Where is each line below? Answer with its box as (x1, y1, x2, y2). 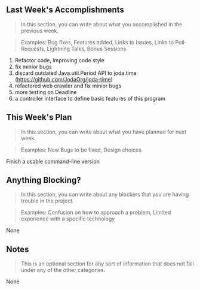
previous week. (20, 27, 59, 34)
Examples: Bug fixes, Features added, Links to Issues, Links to (20, 38, 174, 46)
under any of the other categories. (20, 267, 106, 274)
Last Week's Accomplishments (6, 5, 124, 15)
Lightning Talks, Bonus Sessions (47, 45, 127, 52)
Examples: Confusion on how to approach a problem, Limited (20, 209, 171, 216)
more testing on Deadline (14, 88, 78, 95)
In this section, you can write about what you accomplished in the (20, 20, 183, 28)
